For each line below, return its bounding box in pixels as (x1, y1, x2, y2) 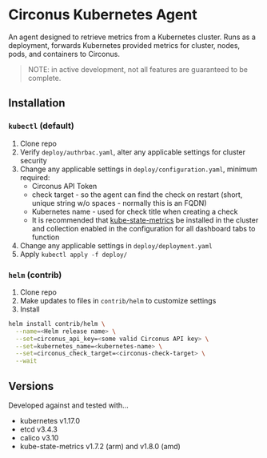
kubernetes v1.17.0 (19, 416, 81, 425)
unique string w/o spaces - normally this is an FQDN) (31, 198, 207, 207)
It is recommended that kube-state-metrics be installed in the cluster (31, 215, 259, 225)
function (31, 232, 60, 242)
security (19, 155, 48, 165)
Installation (8, 96, 66, 110)
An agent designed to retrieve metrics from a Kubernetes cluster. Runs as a (8, 32, 256, 42)
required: (19, 172, 50, 182)
